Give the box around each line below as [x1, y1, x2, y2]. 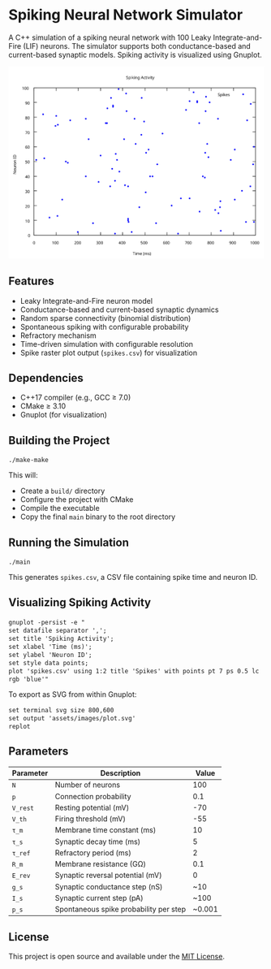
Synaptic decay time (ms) [54, 837, 140, 846]
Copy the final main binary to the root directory [19, 512, 176, 521]
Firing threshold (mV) [54, 814, 126, 824]
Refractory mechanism [19, 331, 97, 340]
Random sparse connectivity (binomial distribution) [19, 313, 191, 322]
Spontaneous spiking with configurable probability [19, 322, 189, 331]
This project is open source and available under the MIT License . [8, 952, 226, 962]
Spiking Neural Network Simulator [8, 6, 243, 24]
